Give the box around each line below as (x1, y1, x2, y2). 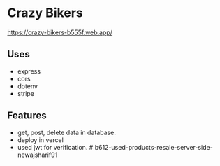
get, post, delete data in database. (17, 128, 117, 137)
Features (7, 110, 47, 122)
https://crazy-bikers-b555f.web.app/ (7, 28, 113, 36)
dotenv (17, 82, 38, 90)
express (17, 67, 41, 75)
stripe (17, 89, 35, 97)
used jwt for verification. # (17, 143, 94, 151)
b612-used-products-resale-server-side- (94, 143, 213, 151)
